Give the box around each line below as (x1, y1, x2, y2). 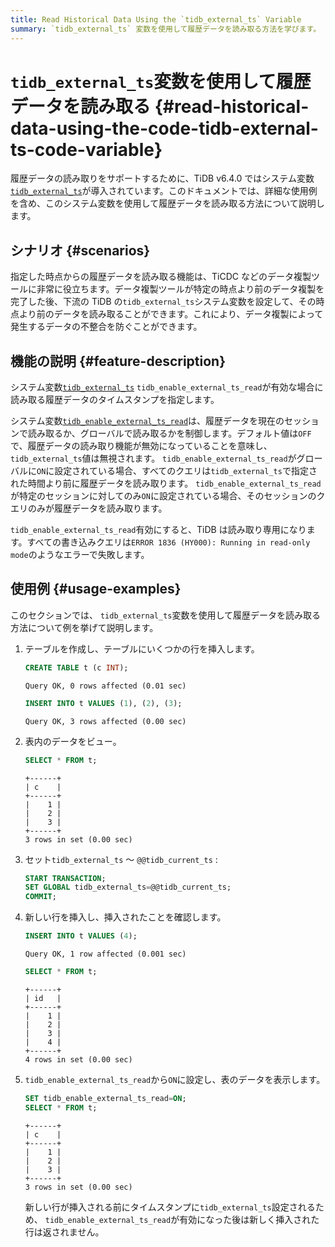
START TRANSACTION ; (24, 873, 107, 883)
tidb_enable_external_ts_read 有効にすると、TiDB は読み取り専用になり (10, 524, 307, 536)
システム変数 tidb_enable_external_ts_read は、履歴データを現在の (10, 415, 285, 427)
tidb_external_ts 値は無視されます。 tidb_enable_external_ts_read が (10, 452, 297, 465)
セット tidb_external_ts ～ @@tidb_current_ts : (24, 853, 218, 865)
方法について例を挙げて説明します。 (10, 621, 159, 633)
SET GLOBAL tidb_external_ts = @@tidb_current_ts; (24, 882, 232, 893)
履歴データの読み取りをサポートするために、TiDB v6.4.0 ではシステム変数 (10, 172, 315, 185)
